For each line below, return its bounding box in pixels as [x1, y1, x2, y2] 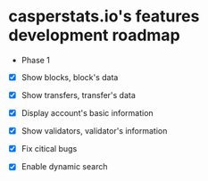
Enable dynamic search [21, 161, 108, 172]
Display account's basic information [21, 108, 154, 119]
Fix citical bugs [21, 144, 78, 154]
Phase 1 [21, 54, 51, 65]
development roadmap [8, 25, 180, 45]
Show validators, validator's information [21, 126, 168, 136]
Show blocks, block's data [21, 71, 119, 82]
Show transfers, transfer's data [21, 90, 136, 100]
